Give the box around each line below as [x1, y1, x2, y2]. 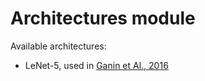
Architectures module [10, 7, 196, 30]
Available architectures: [10, 40, 107, 52]
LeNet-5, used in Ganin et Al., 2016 [24, 59, 169, 71]
